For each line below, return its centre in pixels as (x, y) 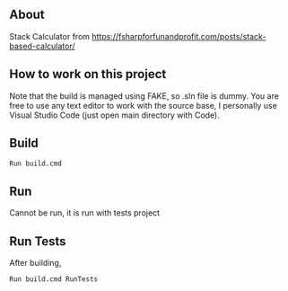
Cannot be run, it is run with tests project (84, 213)
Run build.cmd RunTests (54, 279)
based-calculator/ (42, 46)
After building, (35, 263)
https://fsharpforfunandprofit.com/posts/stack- (179, 36)
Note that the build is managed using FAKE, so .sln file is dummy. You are (144, 96)
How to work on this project (88, 74)
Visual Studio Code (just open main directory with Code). (114, 115)
